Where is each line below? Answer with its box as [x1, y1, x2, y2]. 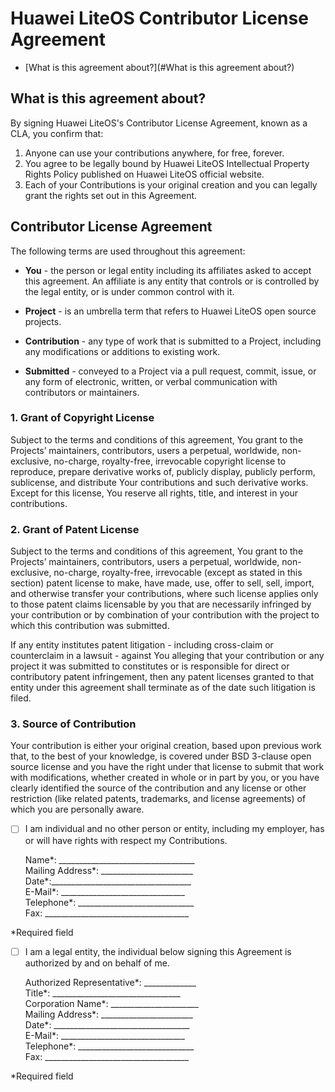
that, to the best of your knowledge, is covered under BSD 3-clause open [10, 750, 312, 762]
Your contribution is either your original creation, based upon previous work [10, 740, 322, 752]
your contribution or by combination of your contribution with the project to [10, 609, 320, 621]
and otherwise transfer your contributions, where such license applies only [10, 588, 319, 600]
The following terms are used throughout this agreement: [10, 245, 246, 257]
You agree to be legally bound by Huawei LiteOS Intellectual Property [24, 157, 310, 169]
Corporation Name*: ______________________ [24, 997, 199, 1009]
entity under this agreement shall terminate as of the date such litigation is [10, 682, 316, 694]
